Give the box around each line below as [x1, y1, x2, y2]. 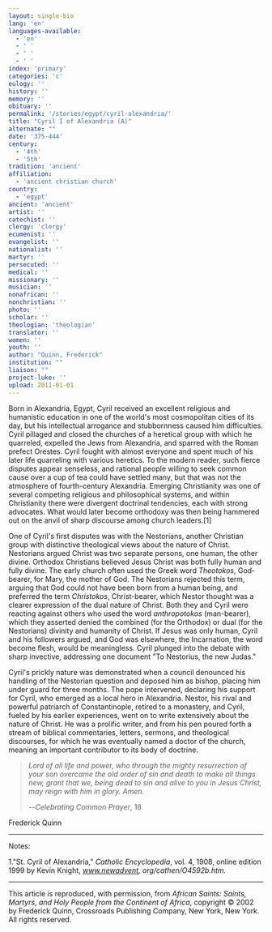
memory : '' [8, 95, 45, 103]
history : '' [8, 87, 49, 96]
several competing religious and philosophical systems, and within [8, 490, 230, 499]
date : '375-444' [8, 132, 63, 140]
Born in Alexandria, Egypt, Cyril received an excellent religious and [8, 403, 231, 413]
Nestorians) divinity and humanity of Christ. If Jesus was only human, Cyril [8, 626, 258, 635]
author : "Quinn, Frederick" [8, 351, 104, 359]
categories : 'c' [8, 72, 63, 80]
